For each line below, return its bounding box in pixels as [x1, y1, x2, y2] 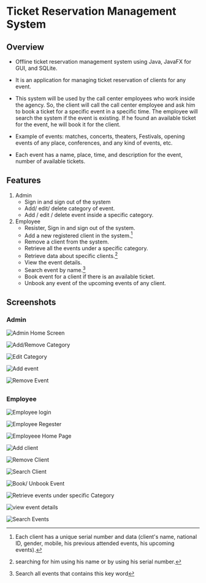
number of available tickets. [15, 158, 86, 165]
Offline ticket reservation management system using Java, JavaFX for [15, 58, 192, 65]
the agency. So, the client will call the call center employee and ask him [15, 101, 196, 109]
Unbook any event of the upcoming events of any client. [24, 279, 167, 286]
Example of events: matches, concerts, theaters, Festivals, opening [15, 133, 185, 140]
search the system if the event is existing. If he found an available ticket [15, 115, 196, 121]
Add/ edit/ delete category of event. [24, 204, 115, 212]
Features [6, 175, 41, 186]
